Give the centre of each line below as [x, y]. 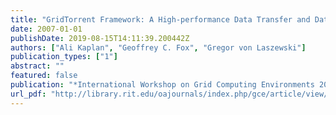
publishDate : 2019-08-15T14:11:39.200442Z [100, 38]
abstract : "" [37, 66]
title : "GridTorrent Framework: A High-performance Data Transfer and [160, 19]
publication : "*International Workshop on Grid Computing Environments [162, 85]
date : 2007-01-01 [46, 29]
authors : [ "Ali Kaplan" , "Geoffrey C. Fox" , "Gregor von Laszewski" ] [158, 47]
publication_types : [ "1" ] [64, 57]
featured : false [44, 76]
